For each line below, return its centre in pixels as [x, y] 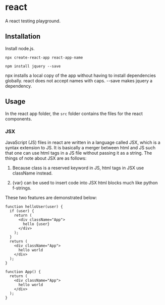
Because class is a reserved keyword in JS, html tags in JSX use [78, 168]
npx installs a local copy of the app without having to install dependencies [81, 75]
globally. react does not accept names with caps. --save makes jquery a [79, 80]
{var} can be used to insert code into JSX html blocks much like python [85, 183]
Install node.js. [20, 48]
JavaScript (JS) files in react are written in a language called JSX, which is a [83, 142]
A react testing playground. [33, 21]
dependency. [19, 86]
